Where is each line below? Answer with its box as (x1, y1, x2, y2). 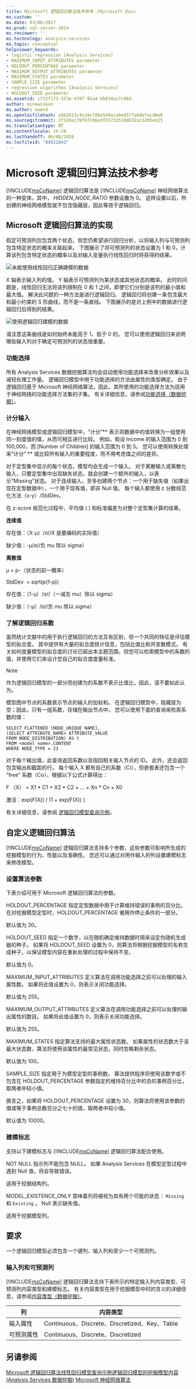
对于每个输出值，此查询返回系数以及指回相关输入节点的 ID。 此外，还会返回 (6, 757, 188, 764)
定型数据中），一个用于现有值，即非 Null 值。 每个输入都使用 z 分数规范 (16, 484, 187, 492)
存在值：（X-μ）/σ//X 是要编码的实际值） (6, 529, 103, 536)
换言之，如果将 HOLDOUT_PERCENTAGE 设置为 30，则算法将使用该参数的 (6, 1097, 185, 1104)
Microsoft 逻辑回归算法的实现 (6, 220, 113, 230)
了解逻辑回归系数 (6, 619, 54, 627)
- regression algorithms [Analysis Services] (6, 85, 118, 91)
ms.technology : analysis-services (6, 36, 90, 42)
